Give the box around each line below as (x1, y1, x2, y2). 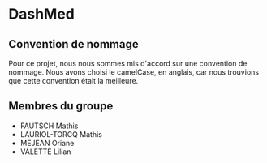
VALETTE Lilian (19, 147, 71, 157)
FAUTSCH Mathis (19, 121, 79, 131)
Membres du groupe (8, 99, 114, 114)
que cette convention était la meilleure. (8, 76, 139, 85)
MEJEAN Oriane (19, 138, 75, 148)
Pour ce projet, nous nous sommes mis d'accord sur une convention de (8, 58, 248, 68)
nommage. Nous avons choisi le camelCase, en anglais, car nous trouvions (8, 67, 260, 77)
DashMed (8, 5, 75, 24)
